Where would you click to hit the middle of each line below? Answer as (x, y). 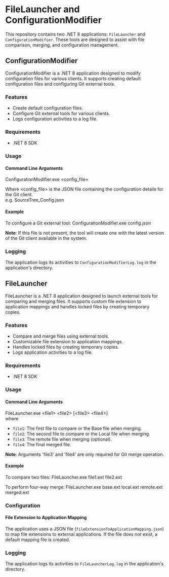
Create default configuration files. (48, 108)
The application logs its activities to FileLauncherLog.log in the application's (85, 564)
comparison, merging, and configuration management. (62, 45)
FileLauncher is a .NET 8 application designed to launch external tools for (82, 296)
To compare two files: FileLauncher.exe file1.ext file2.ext (64, 477)
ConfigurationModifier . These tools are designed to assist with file (75, 40)
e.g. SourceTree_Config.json (35, 200)
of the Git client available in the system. (46, 238)
